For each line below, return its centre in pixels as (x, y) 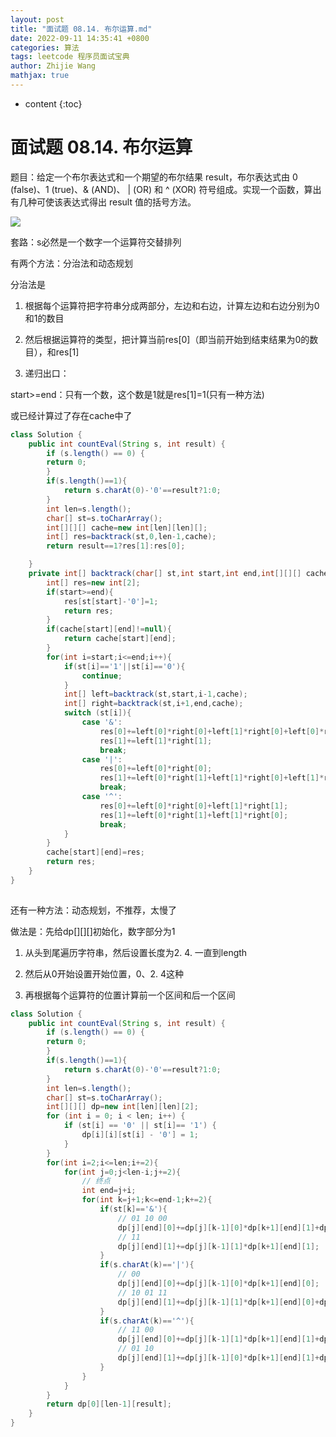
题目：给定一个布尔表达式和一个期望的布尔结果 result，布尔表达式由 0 (154, 177)
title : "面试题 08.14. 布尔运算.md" (81, 29)
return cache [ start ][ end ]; (120, 639)
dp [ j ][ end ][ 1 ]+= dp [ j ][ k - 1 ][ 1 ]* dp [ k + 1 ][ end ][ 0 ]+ (218, 1302)
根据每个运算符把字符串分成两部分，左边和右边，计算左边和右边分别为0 (172, 305)
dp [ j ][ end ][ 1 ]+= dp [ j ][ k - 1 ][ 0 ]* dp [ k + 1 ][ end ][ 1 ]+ (218, 1358)
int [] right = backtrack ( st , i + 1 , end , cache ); (153, 704)
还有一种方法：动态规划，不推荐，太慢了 (93, 910)
